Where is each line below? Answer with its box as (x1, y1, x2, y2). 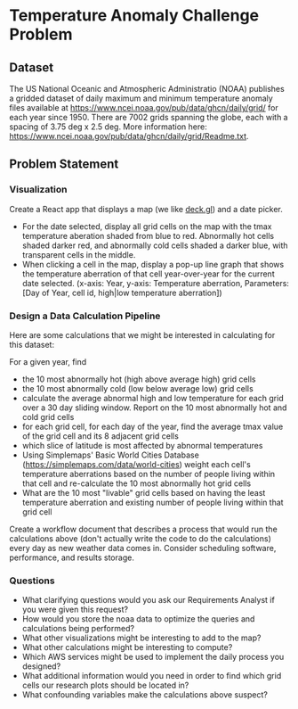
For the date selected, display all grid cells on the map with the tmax (21, 220, 272, 232)
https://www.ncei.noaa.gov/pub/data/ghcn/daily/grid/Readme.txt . (9, 131, 249, 141)
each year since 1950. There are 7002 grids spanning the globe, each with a (9, 112, 288, 122)
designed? (21, 661, 61, 672)
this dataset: (9, 339, 55, 350)
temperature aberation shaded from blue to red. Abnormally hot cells (21, 230, 274, 241)
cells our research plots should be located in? (21, 680, 189, 691)
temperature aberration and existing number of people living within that (21, 497, 284, 507)
